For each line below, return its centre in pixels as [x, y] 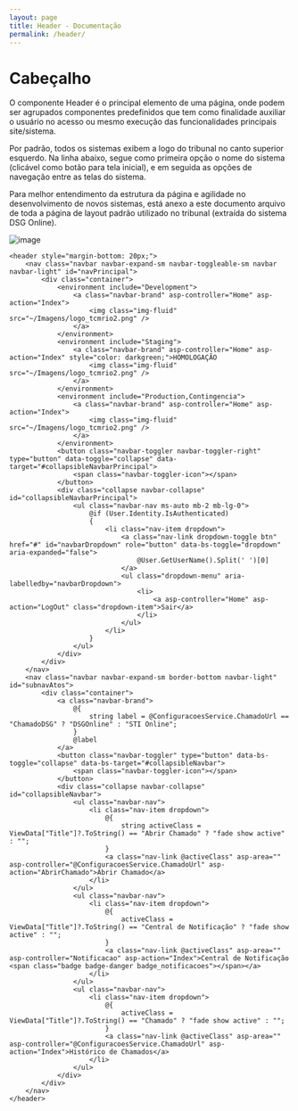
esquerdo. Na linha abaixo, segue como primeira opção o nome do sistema [147, 158]
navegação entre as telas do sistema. [78, 177]
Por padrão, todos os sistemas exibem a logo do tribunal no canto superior [146, 149]
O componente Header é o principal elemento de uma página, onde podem [147, 103]
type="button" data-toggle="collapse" [81, 459]
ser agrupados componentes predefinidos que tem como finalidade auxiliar [148, 112]
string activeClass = [161, 826]
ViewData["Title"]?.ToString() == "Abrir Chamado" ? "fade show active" [147, 834]
